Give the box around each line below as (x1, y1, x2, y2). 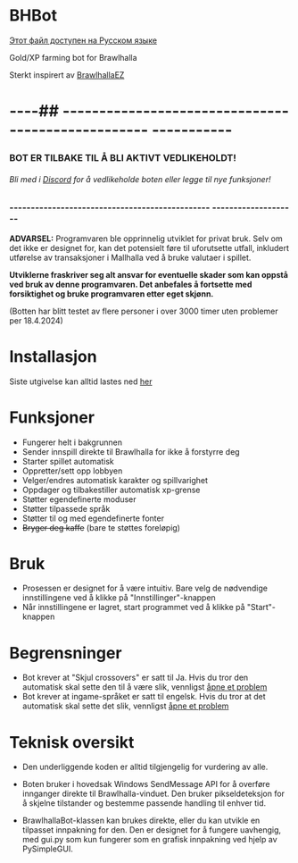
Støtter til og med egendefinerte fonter (21, 513, 165, 524)
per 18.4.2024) (9, 314, 64, 326)
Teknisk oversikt (9, 732, 135, 752)
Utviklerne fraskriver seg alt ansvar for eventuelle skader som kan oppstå (9, 269, 288, 280)
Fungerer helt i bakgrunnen (21, 437, 123, 448)
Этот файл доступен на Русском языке (9, 35, 158, 46)
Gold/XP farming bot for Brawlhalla (9, 52, 137, 63)
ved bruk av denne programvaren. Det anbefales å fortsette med (9, 279, 252, 289)
